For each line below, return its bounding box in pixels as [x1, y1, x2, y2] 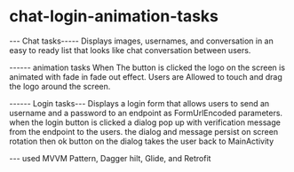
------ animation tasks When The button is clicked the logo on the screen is [9, 62, 286, 73]
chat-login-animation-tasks [9, 6, 219, 27]
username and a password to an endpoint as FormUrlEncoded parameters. [9, 107, 282, 118]
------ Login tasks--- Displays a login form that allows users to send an [9, 98, 270, 108]
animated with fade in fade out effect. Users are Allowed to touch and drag [9, 71, 282, 82]
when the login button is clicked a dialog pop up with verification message [9, 117, 282, 128]
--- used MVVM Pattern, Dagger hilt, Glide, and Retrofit [9, 152, 211, 163]
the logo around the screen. [9, 81, 111, 91]
